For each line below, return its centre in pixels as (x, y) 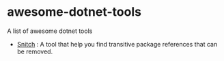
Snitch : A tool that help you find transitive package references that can (117, 44)
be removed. (35, 51)
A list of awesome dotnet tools (50, 31)
